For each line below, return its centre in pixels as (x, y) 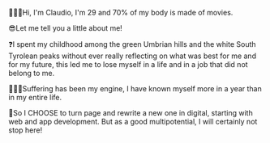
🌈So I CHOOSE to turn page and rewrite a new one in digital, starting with (131, 113)
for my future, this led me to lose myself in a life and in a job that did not (129, 64)
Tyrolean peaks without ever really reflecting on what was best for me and (133, 56)
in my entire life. (35, 97)
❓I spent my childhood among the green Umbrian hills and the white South (133, 44)
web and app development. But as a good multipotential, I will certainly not (133, 122)
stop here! (26, 130)
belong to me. (32, 73)
